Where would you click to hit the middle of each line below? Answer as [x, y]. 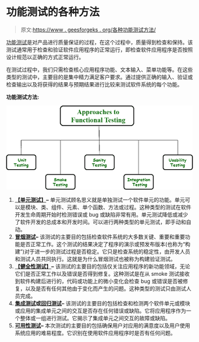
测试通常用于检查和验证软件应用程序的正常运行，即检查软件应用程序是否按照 [99, 49]
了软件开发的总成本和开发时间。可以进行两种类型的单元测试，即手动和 [100, 222]
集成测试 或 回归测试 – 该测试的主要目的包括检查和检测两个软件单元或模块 [102, 303]
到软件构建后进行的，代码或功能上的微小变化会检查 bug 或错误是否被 [99, 281]
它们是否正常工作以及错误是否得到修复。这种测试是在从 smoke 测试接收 [102, 273]
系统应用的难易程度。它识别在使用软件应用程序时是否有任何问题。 [95, 333]
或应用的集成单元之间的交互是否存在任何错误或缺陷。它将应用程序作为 [100, 311]
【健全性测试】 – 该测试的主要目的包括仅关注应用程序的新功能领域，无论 [102, 266]
